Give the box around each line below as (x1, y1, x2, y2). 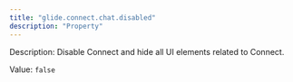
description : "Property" (9, 22, 103, 31)
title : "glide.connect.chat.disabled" (9, 13, 156, 23)
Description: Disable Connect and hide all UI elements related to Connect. (9, 46, 285, 57)
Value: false (9, 64, 56, 75)
